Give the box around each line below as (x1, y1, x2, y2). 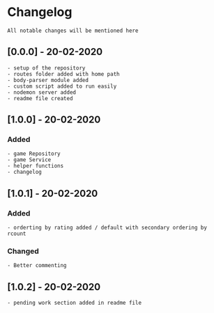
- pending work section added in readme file (7, 300, 142, 307)
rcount (7, 230, 26, 237)
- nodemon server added (7, 88, 77, 96)
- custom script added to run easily (7, 83, 117, 90)
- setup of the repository (7, 64, 86, 72)
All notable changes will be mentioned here (7, 27, 139, 34)
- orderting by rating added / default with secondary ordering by (7, 224, 208, 232)
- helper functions (7, 163, 64, 170)
